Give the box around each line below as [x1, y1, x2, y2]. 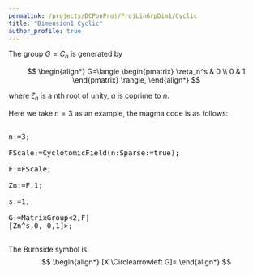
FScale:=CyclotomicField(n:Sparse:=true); [8, 148, 180, 158]
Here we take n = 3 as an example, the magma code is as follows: [8, 108, 229, 118]
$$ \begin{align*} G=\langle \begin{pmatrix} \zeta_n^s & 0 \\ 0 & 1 [27, 66, 246, 77]
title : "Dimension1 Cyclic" [8, 19, 104, 27]
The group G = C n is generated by [8, 49, 123, 61]
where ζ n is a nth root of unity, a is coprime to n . [8, 91, 169, 102]
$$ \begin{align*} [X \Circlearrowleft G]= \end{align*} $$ [41, 256, 231, 267]
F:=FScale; [8, 164, 52, 174]
